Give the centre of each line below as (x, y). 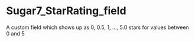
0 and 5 (15, 33)
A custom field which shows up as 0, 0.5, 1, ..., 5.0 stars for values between (97, 27)
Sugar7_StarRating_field (66, 11)
